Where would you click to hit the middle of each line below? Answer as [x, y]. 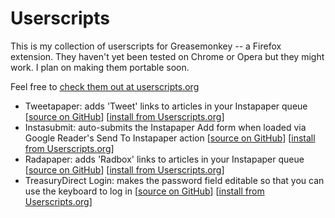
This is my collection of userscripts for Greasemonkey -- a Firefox [146, 46]
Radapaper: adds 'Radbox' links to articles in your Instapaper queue [164, 159]
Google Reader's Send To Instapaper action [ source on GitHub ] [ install [170, 138]
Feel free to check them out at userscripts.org [105, 86]
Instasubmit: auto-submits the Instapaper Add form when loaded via [165, 127]
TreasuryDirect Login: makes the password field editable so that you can [174, 180]
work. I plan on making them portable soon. [100, 67]
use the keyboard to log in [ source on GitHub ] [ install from [144, 191]
